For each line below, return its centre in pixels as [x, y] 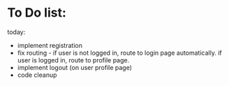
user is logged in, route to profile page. [73, 60]
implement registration [50, 45]
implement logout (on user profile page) [75, 67]
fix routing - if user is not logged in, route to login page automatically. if [119, 53]
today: [16, 32]
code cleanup [37, 75]
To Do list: [37, 13]
